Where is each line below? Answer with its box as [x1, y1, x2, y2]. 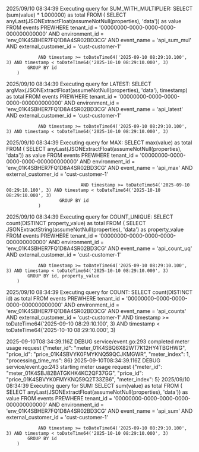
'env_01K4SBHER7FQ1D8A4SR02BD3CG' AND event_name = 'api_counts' [6, 308, 187, 314]
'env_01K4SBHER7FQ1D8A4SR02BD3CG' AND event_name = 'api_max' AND [6, 165, 193, 171]
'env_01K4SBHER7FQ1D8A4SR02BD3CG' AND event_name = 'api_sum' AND [6, 407, 193, 415]
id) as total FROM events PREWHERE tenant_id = [6, 295, 125, 302]
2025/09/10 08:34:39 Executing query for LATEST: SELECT [6, 80, 151, 87]
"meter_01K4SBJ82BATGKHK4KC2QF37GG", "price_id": [6, 369, 144, 377]
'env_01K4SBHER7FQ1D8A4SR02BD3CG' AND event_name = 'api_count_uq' [6, 245, 192, 252]
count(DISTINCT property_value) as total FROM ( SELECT [6, 220, 146, 226]
